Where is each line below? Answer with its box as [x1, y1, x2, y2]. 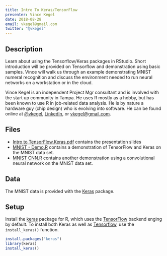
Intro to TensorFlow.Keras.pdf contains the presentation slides [12, 139, 142, 145]
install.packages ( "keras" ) [5, 236, 62, 242]
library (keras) [5, 241, 37, 246]
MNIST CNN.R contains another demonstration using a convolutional [12, 155, 155, 161]
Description [5, 45, 43, 53]
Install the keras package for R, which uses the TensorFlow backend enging [5, 216, 162, 222]
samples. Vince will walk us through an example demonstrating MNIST [5, 69, 151, 75]
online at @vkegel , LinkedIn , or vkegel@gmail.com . [5, 110, 111, 116]
